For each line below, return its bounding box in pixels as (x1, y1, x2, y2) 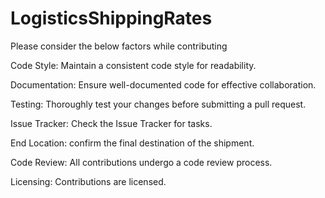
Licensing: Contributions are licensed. (10, 175, 167, 187)
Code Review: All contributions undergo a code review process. (10, 156, 273, 168)
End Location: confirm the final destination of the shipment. (10, 137, 255, 149)
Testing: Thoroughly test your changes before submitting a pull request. (10, 98, 307, 110)
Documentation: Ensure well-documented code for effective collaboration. (10, 78, 317, 91)
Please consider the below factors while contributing (10, 40, 228, 52)
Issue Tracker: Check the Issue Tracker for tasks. (10, 117, 213, 129)
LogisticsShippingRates (10, 7, 213, 30)
